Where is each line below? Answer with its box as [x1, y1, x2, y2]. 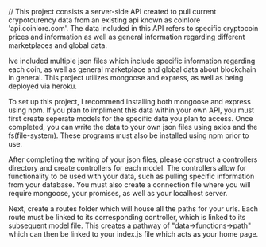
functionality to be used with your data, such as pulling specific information [8, 171, 255, 181]
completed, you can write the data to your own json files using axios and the [8, 123, 258, 131]
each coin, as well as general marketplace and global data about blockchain [8, 65, 256, 74]
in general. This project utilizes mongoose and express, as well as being [8, 73, 244, 82]
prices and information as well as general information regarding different [8, 32, 245, 41]
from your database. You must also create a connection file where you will [8, 180, 251, 190]
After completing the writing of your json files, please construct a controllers [8, 155, 258, 164]
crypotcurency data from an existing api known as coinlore [8, 15, 201, 25]
